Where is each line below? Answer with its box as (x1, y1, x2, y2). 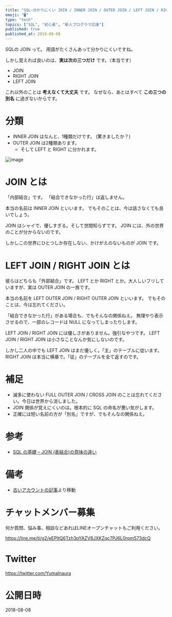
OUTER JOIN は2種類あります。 (12, 139, 80, 146)
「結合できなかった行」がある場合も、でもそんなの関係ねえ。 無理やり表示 (5, 312, 164, 319)
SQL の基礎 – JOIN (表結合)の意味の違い (12, 449, 97, 455)
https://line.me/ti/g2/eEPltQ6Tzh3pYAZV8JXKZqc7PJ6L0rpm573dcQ (5, 535, 151, 541)
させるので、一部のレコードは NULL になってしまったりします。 (5, 319, 140, 325)
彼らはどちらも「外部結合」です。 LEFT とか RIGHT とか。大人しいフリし (5, 277, 160, 284)
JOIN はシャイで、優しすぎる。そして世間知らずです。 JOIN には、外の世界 (5, 222, 164, 228)
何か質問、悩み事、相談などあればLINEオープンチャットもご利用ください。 (5, 524, 163, 531)
